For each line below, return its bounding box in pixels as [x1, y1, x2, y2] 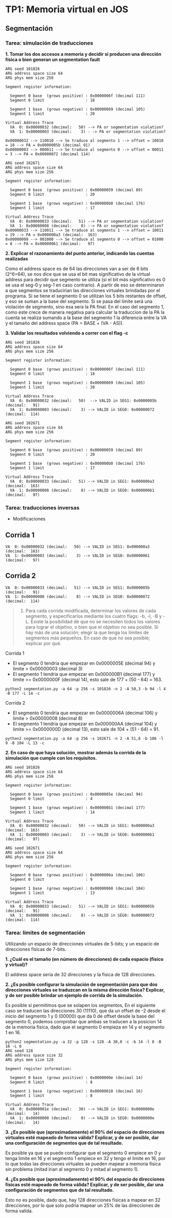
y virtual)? [5, 962, 28, 968]
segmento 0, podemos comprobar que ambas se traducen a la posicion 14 [5, 1019, 162, 1025]
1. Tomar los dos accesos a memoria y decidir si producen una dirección [5, 51, 162, 57]
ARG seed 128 [5, 1048, 33, 1054]
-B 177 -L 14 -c [5, 691, 40, 696]
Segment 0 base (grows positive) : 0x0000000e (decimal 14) [10, 1075, 143, 1081]
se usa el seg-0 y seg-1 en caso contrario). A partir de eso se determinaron [5, 282, 164, 288]
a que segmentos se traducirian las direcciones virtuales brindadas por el [5, 287, 160, 293]
